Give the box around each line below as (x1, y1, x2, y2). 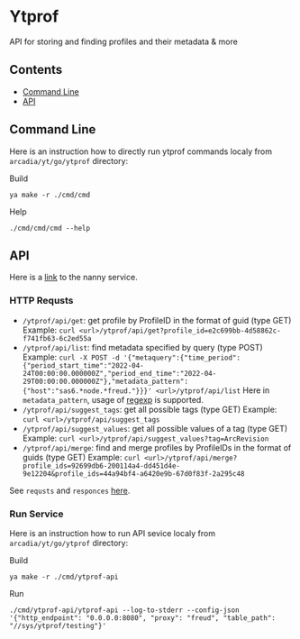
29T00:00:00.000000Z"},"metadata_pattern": (22, 377, 189, 386)
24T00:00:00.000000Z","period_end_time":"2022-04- (22, 369, 217, 378)
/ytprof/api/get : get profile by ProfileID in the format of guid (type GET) (22, 315, 292, 325)
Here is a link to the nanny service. (9, 272, 138, 283)
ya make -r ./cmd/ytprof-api (9, 572, 119, 581)
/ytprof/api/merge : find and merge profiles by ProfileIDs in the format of (22, 442, 292, 452)
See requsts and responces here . (9, 485, 131, 496)
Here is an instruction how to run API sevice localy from (9, 527, 216, 538)
